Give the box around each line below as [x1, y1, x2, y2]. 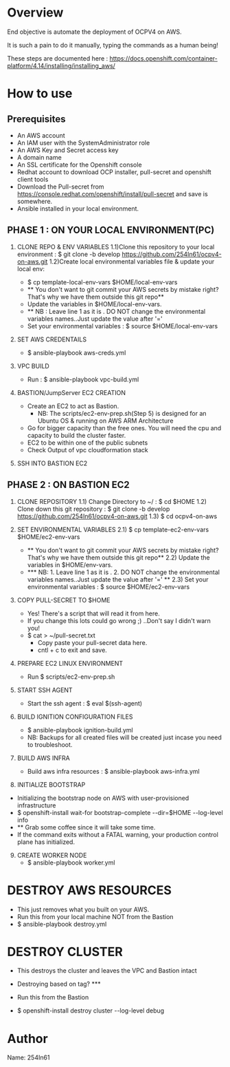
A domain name [16, 153, 62, 161]
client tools [16, 175, 49, 183]
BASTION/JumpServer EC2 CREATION [16, 388, 126, 397]
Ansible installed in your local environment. [16, 204, 139, 213]
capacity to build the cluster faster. [27, 431, 126, 439]
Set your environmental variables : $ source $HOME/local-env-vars [27, 321, 218, 330]
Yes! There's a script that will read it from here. [27, 609, 160, 617]
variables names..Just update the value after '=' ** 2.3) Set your [27, 575, 209, 583]
